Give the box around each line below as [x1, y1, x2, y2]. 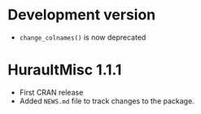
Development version [7, 6, 156, 24]
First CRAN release [19, 87, 84, 97]
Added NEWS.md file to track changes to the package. [19, 95, 194, 106]
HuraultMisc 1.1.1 [7, 61, 122, 79]
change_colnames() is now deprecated [19, 32, 146, 42]
